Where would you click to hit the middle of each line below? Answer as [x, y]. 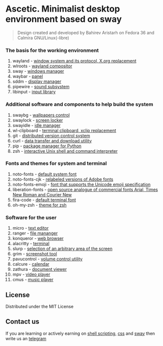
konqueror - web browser [38, 238]
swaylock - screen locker [38, 120]
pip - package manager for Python [47, 146]
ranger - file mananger [35, 233]
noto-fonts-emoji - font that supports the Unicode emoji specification [81, 184]
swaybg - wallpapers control [41, 115]
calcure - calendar [31, 264]
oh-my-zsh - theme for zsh [39, 205]
